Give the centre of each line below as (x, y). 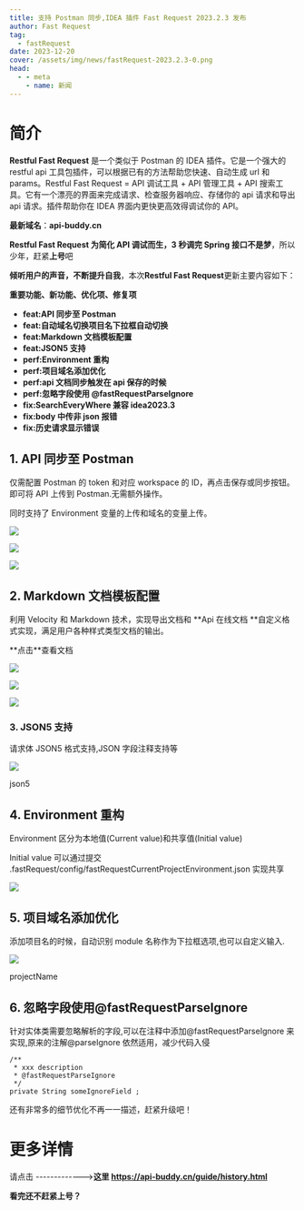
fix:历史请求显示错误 (61, 428)
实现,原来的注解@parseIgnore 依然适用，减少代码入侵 (110, 1042)
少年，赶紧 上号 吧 (41, 256)
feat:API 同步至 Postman (69, 314)
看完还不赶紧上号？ (45, 1195)
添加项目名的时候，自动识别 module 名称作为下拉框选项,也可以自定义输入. (147, 942)
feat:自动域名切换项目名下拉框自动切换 (95, 325)
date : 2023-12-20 (42, 52)
